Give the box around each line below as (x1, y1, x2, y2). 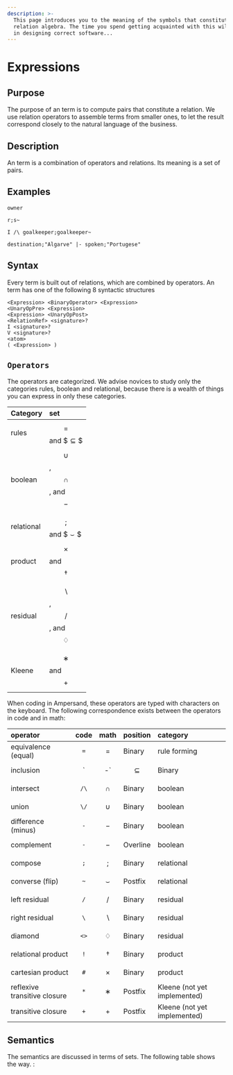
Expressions (7, 60, 80, 75)
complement (10, 840, 52, 849)
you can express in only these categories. (7, 391, 127, 400)
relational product (10, 949, 69, 958)
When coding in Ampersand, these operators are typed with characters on (7, 699, 220, 707)
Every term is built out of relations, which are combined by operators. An (7, 278, 215, 287)
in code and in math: (7, 713, 66, 722)
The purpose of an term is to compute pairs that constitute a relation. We (7, 105, 215, 114)
